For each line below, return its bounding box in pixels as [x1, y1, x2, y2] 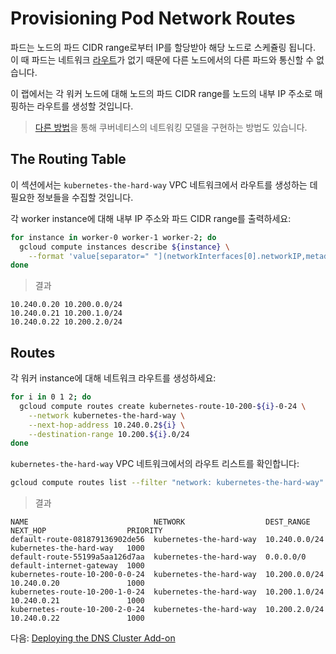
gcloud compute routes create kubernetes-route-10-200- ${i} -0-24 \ [19, 401, 307, 411]
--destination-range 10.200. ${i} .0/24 [28, 429, 190, 439]
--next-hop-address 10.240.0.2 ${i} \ [28, 420, 186, 430]
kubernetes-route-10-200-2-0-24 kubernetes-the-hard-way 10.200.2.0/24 [10, 605, 325, 615]
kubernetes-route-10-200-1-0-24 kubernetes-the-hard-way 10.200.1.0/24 [10, 587, 325, 597]
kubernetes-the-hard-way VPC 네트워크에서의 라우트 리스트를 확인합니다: [10, 458, 300, 470]
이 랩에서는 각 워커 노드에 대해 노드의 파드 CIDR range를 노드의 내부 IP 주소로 [10, 87, 313, 99]
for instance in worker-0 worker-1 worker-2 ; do [10, 232, 217, 242]
